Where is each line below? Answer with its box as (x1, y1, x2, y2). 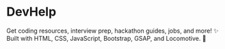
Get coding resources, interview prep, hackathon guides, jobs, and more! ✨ (6, 27, 219, 35)
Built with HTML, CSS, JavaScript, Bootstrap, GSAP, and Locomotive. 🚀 (6, 34, 207, 42)
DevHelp (6, 4, 57, 20)
